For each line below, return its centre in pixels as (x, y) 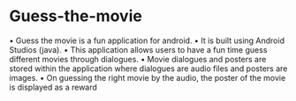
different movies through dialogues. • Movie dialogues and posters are (138, 59)
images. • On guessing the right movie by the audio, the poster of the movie (148, 77)
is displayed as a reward (53, 87)
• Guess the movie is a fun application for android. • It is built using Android (147, 40)
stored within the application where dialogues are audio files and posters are (148, 69)
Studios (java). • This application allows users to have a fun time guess (138, 49)
